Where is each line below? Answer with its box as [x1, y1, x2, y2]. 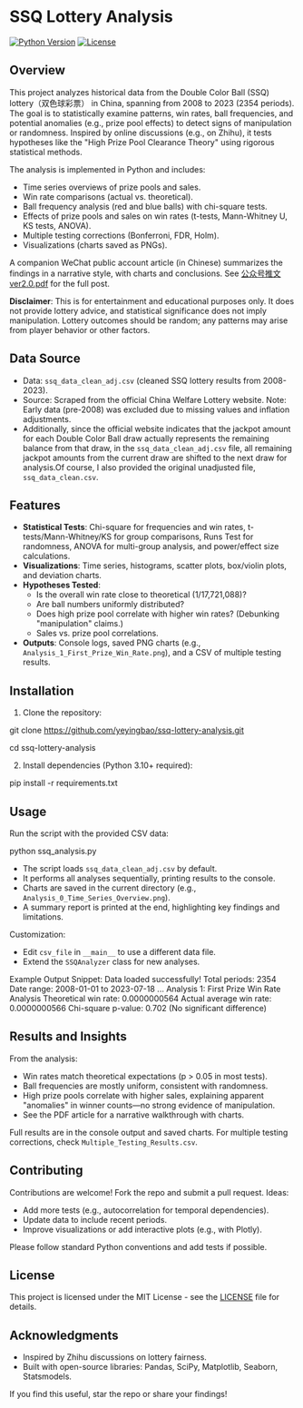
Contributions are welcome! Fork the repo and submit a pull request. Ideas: [9, 1186, 289, 1197]
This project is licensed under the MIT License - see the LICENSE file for [9, 1292, 279, 1303]
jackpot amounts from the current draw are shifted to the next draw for [22, 452, 288, 463]
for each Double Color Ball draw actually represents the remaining [22, 433, 269, 444]
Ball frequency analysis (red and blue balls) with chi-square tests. [22, 201, 268, 212]
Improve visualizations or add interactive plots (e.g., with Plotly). [22, 1224, 263, 1235]
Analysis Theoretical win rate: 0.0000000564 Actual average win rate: [9, 993, 272, 1004]
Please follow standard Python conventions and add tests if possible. [9, 1241, 268, 1252]
